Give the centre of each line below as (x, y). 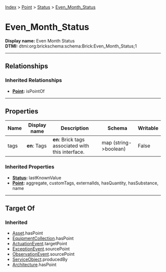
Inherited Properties (30, 167)
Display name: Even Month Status (40, 41)
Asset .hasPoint (28, 233)
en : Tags (37, 146)
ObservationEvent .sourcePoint (43, 254)
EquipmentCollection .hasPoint (43, 238)
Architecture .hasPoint (34, 265)
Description (75, 128)
